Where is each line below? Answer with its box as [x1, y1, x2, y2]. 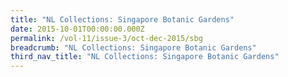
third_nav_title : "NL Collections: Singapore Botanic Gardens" [10, 52, 280, 62]
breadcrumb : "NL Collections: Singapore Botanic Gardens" [10, 42, 257, 53]
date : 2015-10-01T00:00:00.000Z [10, 24, 145, 34]
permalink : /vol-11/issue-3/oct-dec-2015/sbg [10, 33, 203, 43]
